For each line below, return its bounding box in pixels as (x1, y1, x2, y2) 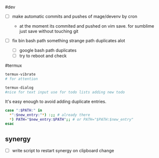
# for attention (5, 77, 38, 81)
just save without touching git (19, 29, 79, 34)
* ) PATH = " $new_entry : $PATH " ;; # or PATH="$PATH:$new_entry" (9, 117, 134, 122)
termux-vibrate (5, 72, 36, 77)
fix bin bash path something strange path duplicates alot (12, 38, 125, 44)
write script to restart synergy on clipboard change (12, 148, 114, 154)
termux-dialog (5, 85, 34, 90)
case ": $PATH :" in (5, 108, 42, 113)
